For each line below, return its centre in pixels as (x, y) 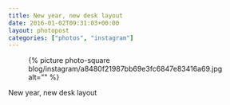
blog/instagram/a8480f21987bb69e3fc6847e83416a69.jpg (125, 69)
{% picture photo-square (69, 60)
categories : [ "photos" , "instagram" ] (71, 38)
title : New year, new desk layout (66, 16)
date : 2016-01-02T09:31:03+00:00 (64, 23)
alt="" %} (44, 77)
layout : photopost (39, 30)
